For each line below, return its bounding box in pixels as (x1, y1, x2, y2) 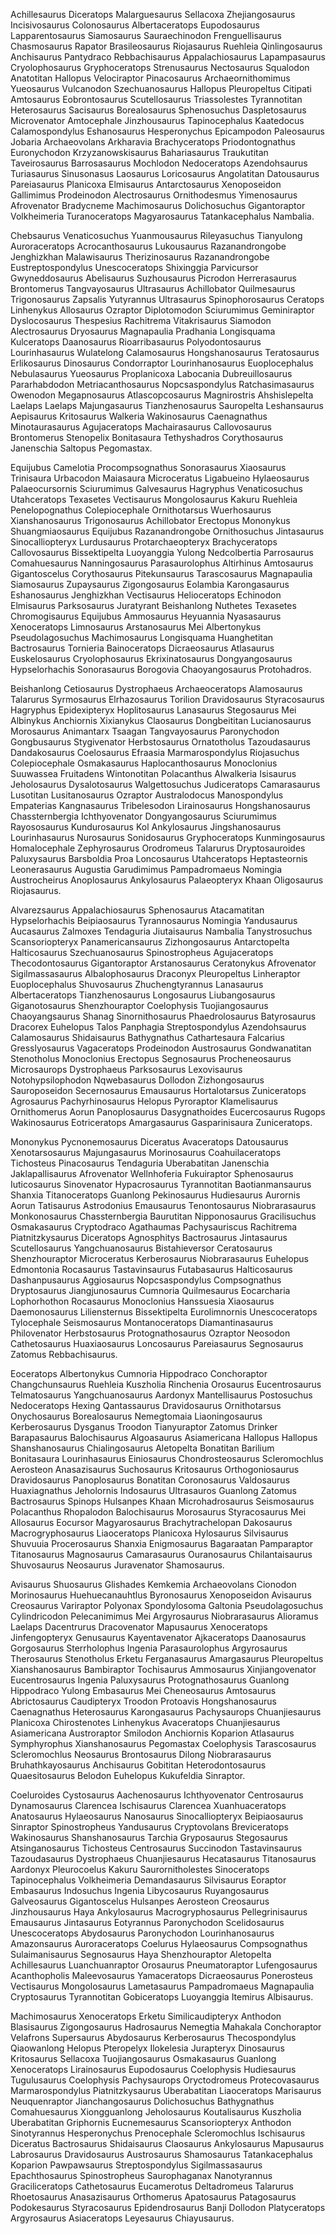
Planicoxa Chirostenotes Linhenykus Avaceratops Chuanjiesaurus (10, 1717, 281, 1728)
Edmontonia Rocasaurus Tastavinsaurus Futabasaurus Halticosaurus (10, 1264, 293, 1275)
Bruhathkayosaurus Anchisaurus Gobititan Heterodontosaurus (10, 1759, 267, 1771)
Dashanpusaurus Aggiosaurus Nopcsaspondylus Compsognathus (10, 1274, 282, 1286)
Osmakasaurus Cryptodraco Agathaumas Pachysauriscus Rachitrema (10, 1221, 298, 1233)
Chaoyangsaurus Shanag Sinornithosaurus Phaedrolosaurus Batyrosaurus (10, 1010, 317, 1022)
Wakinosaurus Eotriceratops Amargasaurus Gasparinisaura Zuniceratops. (10, 1117, 313, 1128)
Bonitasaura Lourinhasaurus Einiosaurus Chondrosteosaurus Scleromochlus (10, 1453, 324, 1464)
